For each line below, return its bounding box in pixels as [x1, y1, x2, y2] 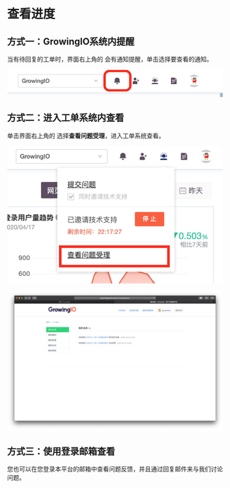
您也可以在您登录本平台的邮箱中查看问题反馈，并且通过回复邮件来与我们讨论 [7, 465, 223, 473]
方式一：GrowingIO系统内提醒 [7, 36, 135, 47]
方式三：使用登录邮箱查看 [7, 446, 115, 457]
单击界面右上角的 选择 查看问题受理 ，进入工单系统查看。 [7, 131, 165, 140]
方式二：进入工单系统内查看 [7, 112, 125, 124]
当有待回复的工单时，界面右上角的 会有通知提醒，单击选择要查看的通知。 [7, 55, 213, 63]
